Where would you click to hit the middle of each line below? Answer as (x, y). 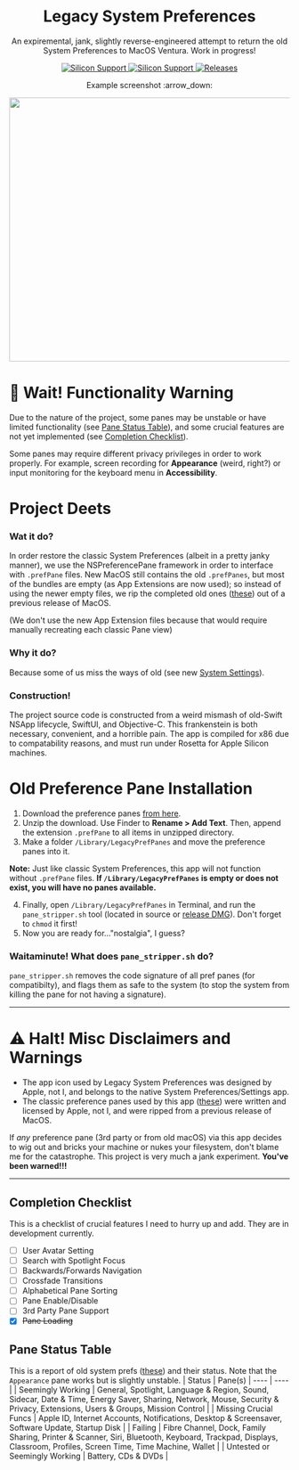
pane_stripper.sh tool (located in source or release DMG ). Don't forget (152, 914)
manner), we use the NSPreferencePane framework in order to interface (141, 565)
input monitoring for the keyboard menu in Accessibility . (113, 472)
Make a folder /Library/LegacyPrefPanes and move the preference (143, 841)
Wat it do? (32, 536)
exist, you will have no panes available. (83, 887)
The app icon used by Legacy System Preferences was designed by (147, 1082)
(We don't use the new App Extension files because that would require (138, 620)
